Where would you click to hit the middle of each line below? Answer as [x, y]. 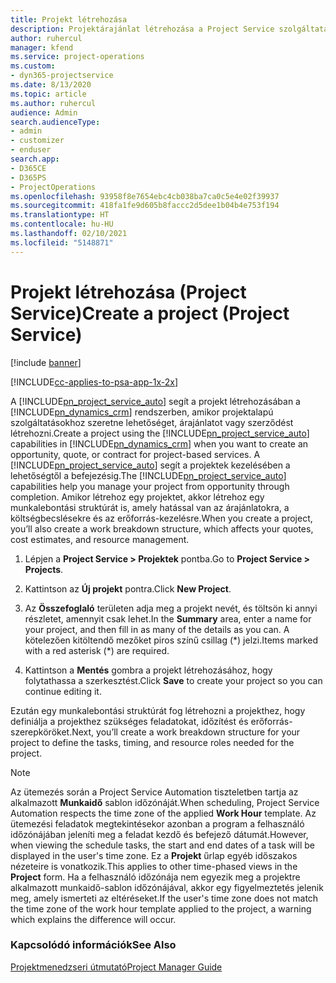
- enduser [31, 150]
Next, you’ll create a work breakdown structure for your [186, 732]
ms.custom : [33, 66]
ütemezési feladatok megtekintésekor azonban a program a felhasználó [157, 823]
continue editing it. [63, 691]
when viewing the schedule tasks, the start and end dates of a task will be [162, 845]
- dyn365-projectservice [62, 76]
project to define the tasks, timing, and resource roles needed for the [152, 742]
